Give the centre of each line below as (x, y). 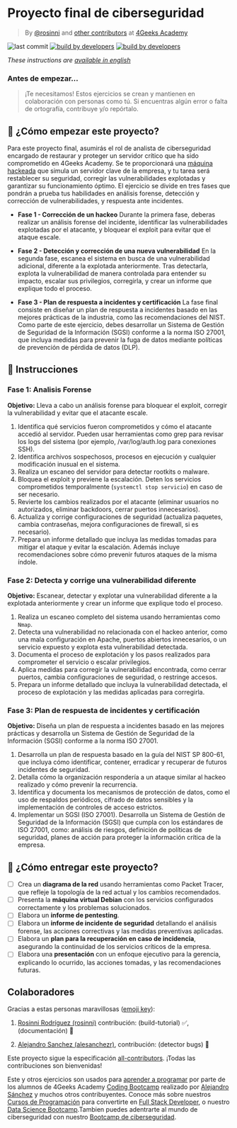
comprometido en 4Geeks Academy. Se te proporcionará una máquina (110, 164)
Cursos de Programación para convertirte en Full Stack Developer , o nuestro (118, 1102)
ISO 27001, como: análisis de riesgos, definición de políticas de (110, 830)
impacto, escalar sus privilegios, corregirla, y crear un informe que (115, 281)
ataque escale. (39, 237)
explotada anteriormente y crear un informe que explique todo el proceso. (115, 603)
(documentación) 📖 (46, 1031)
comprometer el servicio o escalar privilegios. (84, 662)
